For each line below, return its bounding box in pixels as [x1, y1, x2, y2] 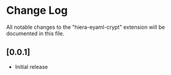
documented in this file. [6, 29, 65, 37]
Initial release [14, 63, 48, 70]
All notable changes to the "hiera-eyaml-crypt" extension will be [6, 23, 165, 31]
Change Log [6, 4, 68, 17]
